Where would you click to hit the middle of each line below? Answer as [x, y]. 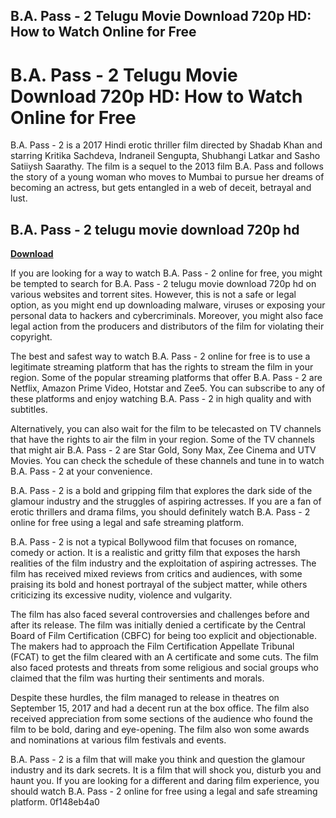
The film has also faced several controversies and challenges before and [160, 615]
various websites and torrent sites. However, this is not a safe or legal [153, 295]
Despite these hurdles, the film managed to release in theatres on [145, 698]
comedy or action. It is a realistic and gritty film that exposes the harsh [155, 553]
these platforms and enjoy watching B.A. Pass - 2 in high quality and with [161, 399]
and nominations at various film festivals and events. [118, 740]
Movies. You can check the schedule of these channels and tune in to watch [167, 461]
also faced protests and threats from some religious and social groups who [164, 668]
